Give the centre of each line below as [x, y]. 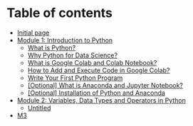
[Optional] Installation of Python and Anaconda [96, 93]
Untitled [39, 108]
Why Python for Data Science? [73, 55]
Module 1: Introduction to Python [65, 40]
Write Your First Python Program [75, 78]
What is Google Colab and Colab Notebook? [92, 62]
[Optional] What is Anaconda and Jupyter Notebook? [105, 85]
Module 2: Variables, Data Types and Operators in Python [101, 100]
